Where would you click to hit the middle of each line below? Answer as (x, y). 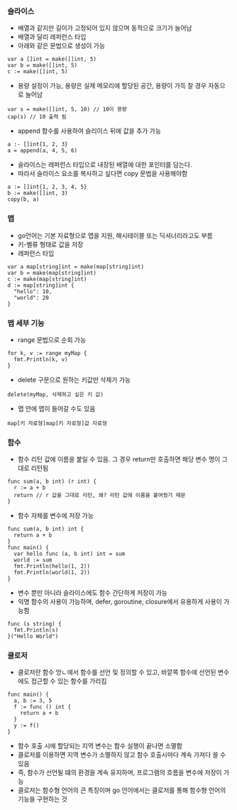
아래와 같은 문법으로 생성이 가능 (61, 46)
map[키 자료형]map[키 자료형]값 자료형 (57, 423)
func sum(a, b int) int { (45, 529)
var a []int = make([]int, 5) (52, 59)
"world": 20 (32, 297)
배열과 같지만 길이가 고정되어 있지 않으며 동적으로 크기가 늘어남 (105, 28)
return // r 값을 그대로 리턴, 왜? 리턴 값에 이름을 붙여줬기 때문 (100, 496)
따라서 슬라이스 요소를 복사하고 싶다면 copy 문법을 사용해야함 (103, 174)
